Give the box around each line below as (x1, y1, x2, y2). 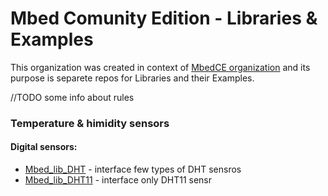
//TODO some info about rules (10, 91, 135, 103)
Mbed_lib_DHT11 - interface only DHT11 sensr (24, 174, 213, 186)
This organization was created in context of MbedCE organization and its (10, 61, 311, 73)
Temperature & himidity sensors (10, 116, 170, 130)
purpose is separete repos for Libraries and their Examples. (10, 72, 255, 84)
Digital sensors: (10, 141, 78, 153)
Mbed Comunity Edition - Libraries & (10, 7, 318, 30)
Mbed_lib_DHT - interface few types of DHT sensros (24, 163, 242, 176)
